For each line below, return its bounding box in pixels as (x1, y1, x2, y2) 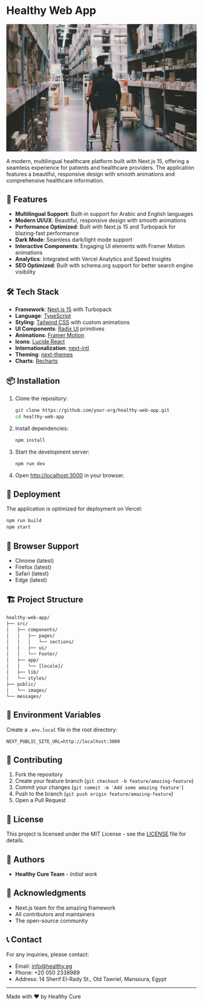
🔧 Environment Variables (6, 710, 101, 720)
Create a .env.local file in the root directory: (6, 726, 118, 733)
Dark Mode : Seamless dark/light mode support (14, 236, 133, 243)
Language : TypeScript (14, 312, 71, 320)
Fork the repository (14, 771, 63, 778)
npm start (6, 524, 31, 531)
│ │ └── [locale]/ (6, 663, 63, 669)
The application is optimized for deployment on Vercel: (6, 505, 143, 512)
